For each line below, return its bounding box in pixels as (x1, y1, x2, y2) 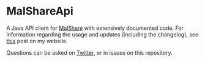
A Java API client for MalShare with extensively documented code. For (6, 24, 184, 32)
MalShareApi (6, 4, 73, 18)
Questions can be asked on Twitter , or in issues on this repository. (6, 49, 173, 56)
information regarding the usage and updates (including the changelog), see (6, 30, 199, 38)
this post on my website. (6, 37, 69, 44)
